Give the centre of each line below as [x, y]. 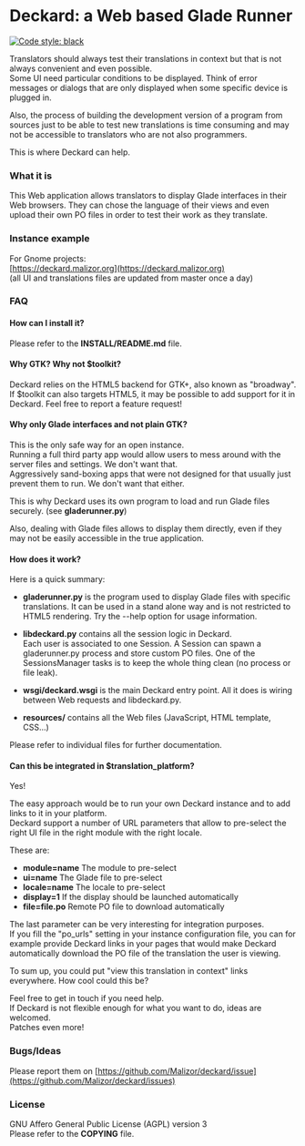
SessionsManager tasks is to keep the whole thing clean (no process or [157, 663]
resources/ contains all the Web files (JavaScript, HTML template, [147, 718]
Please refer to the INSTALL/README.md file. [96, 343]
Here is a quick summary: [57, 579]
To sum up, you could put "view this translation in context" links [129, 971]
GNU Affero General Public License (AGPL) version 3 [108, 1124]
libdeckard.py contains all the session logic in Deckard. [127, 634]
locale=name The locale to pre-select [94, 887]
